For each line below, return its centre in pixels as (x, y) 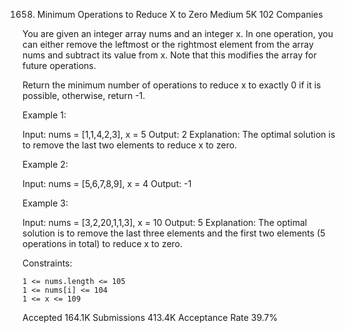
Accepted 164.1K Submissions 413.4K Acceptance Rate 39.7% (150, 317)
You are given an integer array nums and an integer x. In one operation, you (178, 33)
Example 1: (44, 115)
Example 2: (45, 164)
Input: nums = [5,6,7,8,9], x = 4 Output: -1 (107, 183)
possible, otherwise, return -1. (84, 95)
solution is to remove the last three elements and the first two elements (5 (174, 233)
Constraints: (47, 263)
